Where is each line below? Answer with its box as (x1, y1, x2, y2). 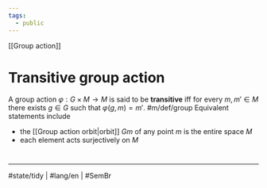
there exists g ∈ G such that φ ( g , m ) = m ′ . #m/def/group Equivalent (8, 103, 229, 113)
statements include (8, 112, 72, 121)
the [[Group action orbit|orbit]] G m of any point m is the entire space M (19, 127, 253, 136)
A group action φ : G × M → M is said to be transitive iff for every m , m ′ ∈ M (8, 94, 259, 104)
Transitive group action (8, 68, 165, 86)
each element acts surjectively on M (19, 136, 139, 145)
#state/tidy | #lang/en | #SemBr (8, 171, 112, 180)
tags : (8, 11, 26, 20)
